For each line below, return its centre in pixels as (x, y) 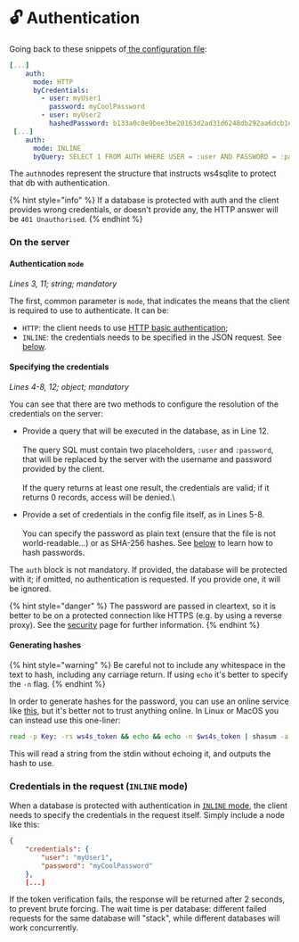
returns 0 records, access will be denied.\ (98, 497)
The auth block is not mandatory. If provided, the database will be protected (148, 569)
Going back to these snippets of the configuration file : (108, 49)
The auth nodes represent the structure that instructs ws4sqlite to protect (143, 174)
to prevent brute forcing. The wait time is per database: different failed (138, 909)
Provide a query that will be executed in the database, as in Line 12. (145, 431)
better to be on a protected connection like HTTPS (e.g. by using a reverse (145, 615)
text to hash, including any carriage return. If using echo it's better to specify (149, 674)
